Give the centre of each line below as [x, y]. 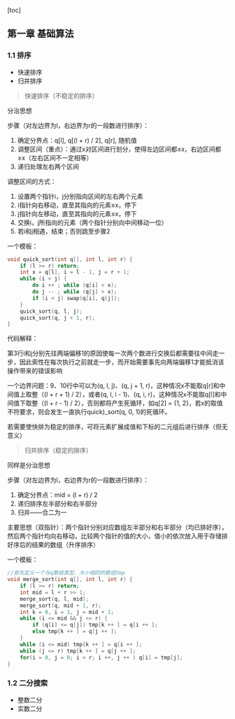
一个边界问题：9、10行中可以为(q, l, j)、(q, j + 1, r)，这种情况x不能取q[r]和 [113, 386]
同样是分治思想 [29, 465]
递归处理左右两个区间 [48, 166]
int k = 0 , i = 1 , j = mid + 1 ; [67, 612]
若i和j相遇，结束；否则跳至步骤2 [64, 231]
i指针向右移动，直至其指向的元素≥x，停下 [77, 205]
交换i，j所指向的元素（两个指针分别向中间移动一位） [92, 222]
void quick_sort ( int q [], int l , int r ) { [70, 259]
